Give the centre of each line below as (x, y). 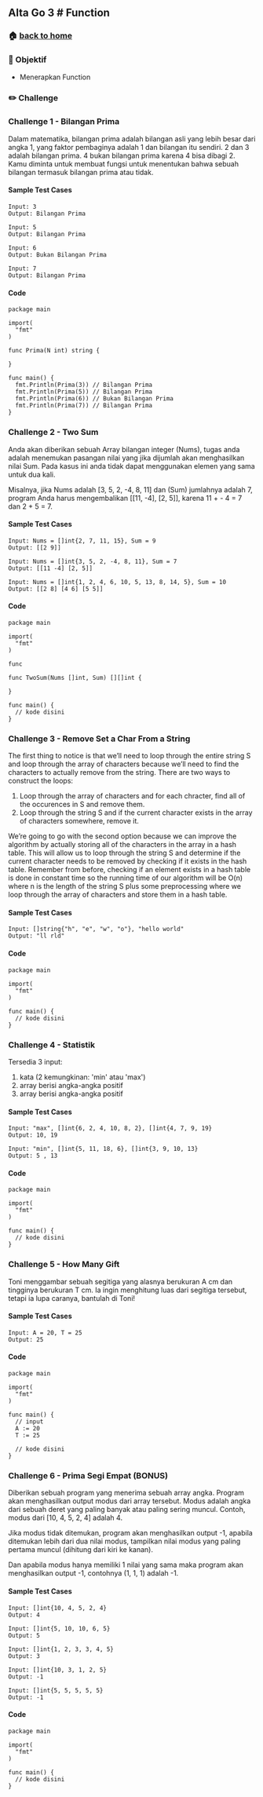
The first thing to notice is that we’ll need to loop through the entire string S (130, 756)
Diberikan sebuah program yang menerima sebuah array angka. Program (126, 1493)
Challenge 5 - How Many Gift (64, 1265)
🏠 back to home (40, 36)
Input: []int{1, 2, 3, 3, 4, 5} (61, 1649)
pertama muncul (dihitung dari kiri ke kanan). (80, 1550)
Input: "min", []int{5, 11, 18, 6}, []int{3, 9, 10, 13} (103, 1149)
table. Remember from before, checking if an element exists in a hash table (130, 870)
